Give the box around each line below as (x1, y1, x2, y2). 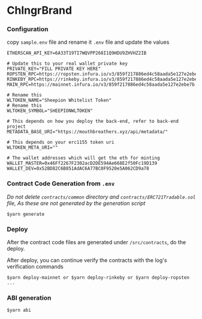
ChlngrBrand (7, 4, 73, 17)
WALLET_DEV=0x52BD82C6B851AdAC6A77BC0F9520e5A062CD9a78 (7, 165, 149, 171)
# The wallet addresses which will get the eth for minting (7, 155, 161, 161)
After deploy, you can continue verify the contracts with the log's (7, 257, 167, 264)
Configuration (7, 25, 49, 34)
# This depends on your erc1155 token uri (7, 139, 114, 146)
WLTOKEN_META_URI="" (7, 145, 59, 151)
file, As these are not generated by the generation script (7, 199, 146, 207)
